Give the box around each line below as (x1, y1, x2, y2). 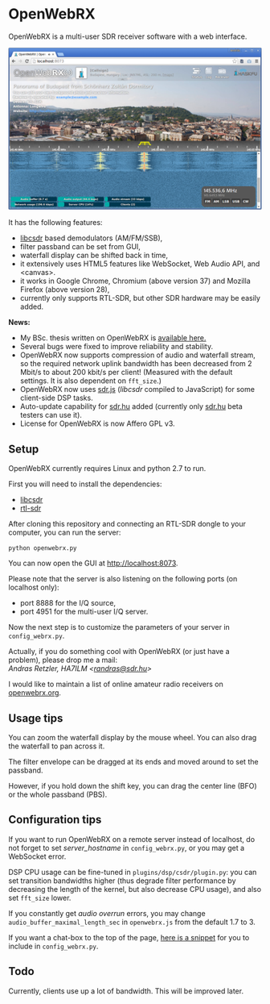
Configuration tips (8, 813, 102, 827)
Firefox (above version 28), (19, 285, 110, 294)
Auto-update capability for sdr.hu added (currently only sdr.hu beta (19, 402, 243, 411)
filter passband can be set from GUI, (19, 242, 141, 252)
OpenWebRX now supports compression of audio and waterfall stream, (19, 350, 256, 360)
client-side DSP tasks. (19, 393, 94, 403)
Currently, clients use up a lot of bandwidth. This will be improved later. (8, 985, 243, 996)
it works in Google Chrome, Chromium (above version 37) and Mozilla (19, 276, 251, 286)
